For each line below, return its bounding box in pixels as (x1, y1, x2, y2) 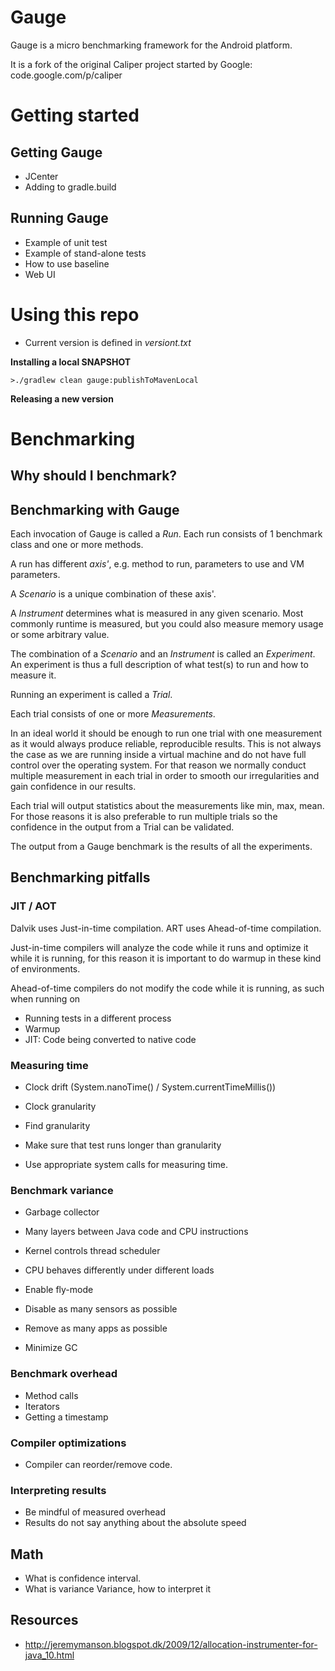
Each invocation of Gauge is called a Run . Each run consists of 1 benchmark (10, 528, 323, 540)
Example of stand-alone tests (24, 247, 147, 259)
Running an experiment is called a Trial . (10, 689, 173, 701)
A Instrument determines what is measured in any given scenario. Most (10, 607, 304, 620)
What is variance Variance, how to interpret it (24, 1583, 212, 1595)
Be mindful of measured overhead (24, 1506, 167, 1518)
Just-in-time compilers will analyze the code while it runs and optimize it (10, 941, 309, 953)
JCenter (24, 170, 59, 182)
